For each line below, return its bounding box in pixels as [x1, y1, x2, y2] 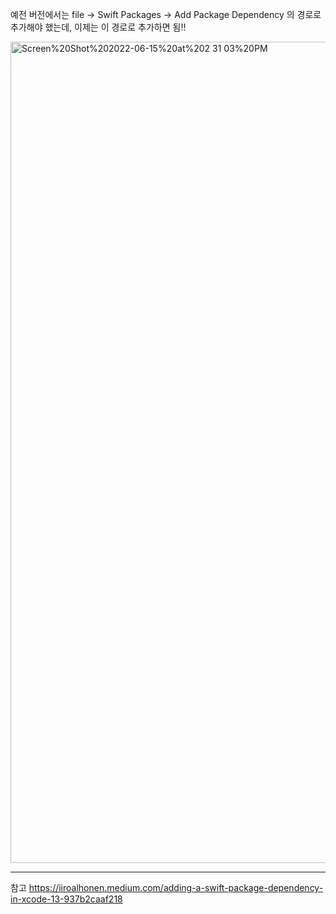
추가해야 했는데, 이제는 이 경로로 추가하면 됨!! [10, 21, 187, 33]
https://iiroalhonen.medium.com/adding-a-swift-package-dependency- [28, 882, 324, 893]
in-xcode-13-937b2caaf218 [10, 893, 123, 905]
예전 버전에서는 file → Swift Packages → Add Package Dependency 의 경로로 [10, 9, 322, 20]
